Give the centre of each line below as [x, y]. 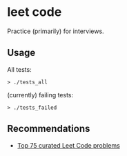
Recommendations [49, 129]
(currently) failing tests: [40, 95]
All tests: [20, 69]
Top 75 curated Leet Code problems [69, 145]
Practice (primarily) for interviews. [56, 31]
